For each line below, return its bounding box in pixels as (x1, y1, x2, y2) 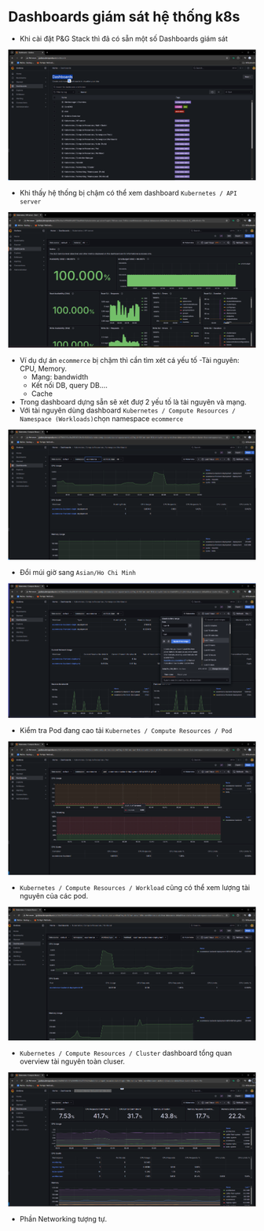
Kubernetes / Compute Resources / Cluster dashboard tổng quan (19, 1049, 233, 1058)
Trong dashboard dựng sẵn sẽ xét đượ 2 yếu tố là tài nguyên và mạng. (19, 398, 247, 407)
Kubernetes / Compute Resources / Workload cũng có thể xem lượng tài (19, 882, 250, 892)
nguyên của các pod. (19, 891, 89, 900)
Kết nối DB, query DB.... (31, 381, 108, 390)
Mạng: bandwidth (31, 372, 89, 382)
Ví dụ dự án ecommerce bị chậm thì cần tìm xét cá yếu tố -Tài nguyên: (19, 356, 240, 365)
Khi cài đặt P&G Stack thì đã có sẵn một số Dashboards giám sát (19, 34, 228, 43)
